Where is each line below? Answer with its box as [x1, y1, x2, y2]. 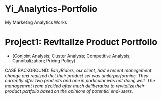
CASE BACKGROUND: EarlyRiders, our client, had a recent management [5, 67, 152, 73]
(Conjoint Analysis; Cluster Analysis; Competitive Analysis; [12, 53, 131, 59]
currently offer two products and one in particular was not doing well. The [5, 78, 155, 83]
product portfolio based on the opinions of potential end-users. [5, 88, 134, 94]
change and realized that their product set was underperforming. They [5, 72, 149, 79]
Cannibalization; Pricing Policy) [12, 58, 76, 64]
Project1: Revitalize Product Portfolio [5, 37, 158, 48]
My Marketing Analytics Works [5, 20, 67, 25]
